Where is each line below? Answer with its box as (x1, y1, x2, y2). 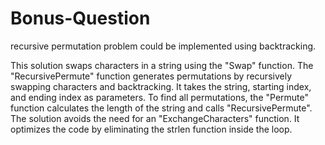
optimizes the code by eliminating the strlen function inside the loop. (10, 123, 293, 135)
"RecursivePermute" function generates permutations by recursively (10, 70, 292, 82)
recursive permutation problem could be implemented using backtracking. (10, 40, 317, 52)
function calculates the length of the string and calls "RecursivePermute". (10, 102, 313, 114)
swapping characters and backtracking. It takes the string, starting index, (10, 80, 312, 92)
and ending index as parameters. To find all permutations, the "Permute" (10, 91, 309, 103)
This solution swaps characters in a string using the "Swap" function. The (10, 59, 314, 71)
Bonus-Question (10, 7, 151, 30)
